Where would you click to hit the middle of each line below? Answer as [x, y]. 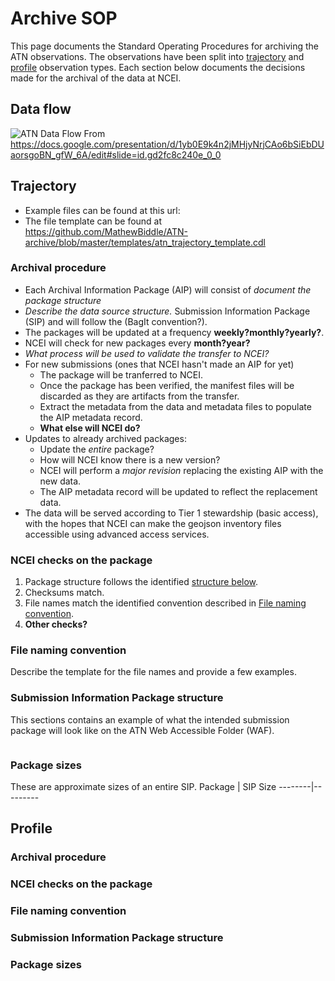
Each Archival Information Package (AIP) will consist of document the [168, 289]
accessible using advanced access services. [117, 534]
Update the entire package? [97, 449]
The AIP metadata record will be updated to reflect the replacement [178, 491]
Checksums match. [64, 593]
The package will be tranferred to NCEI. [121, 374]
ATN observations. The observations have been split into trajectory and [157, 56]
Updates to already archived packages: [105, 438]
